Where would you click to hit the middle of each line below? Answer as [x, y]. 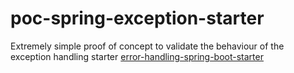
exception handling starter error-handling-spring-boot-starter [137, 56]
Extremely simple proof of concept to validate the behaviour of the [147, 46]
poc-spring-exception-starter [137, 18]
